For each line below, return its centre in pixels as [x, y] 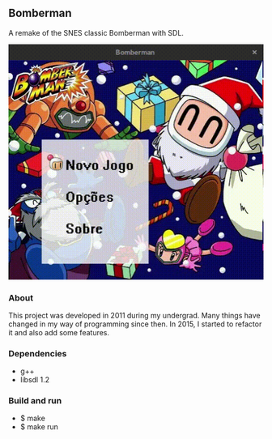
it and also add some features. [59, 332]
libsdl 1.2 [35, 380]
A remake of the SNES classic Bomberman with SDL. [96, 32]
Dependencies [38, 353]
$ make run [39, 427]
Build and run [35, 401]
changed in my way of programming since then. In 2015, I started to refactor [135, 324]
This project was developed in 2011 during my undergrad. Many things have [134, 315]
